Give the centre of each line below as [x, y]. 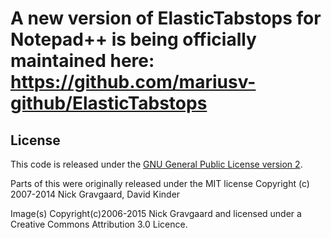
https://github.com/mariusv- [133, 82]
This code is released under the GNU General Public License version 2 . [156, 164]
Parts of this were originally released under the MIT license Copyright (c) [160, 183]
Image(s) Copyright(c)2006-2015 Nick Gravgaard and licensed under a [156, 213]
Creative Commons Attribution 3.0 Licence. [99, 224]
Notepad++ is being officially [133, 39]
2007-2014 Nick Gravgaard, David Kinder [95, 194]
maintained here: [82, 61]
